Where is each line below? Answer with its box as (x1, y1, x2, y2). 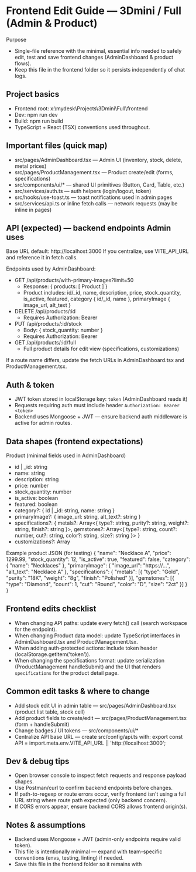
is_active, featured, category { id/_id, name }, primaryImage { (23, 295, 171, 303)
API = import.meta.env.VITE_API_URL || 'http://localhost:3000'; (14, 739, 166, 746)
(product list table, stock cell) (14, 708, 85, 715)
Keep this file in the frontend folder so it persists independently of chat (14, 66, 185, 73)
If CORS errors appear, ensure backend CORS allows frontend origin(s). (14, 803, 187, 810)
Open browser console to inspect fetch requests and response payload (14, 772, 187, 779)
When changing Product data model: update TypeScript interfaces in (14, 632, 180, 639)
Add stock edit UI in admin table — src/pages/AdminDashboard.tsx (14, 702, 177, 709)
